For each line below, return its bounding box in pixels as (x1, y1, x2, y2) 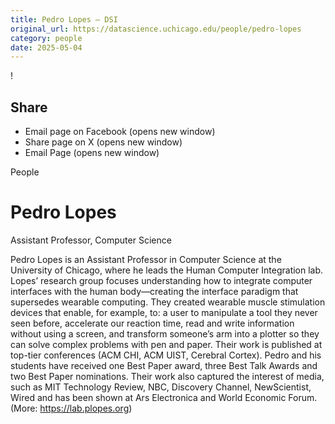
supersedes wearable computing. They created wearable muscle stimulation (10, 296, 326, 308)
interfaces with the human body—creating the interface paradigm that (10, 286, 299, 297)
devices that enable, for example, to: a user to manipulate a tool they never (10, 307, 318, 318)
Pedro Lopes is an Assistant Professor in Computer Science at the (10, 254, 282, 265)
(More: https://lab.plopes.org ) (10, 402, 133, 414)
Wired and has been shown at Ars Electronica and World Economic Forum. (10, 392, 318, 403)
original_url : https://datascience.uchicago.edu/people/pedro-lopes (10, 24, 302, 34)
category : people (10, 33, 83, 43)
